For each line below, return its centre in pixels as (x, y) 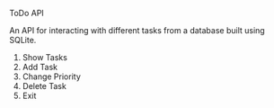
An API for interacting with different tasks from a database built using (137, 30)
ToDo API (27, 13)
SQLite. (23, 40)
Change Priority (51, 76)
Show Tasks (44, 57)
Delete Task (44, 86)
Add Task (40, 67)
